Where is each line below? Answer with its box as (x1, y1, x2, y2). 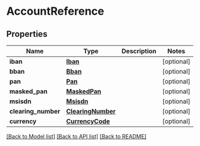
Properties (6, 29, 48, 39)
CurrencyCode (66, 117, 110, 125)
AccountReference (6, 4, 105, 18)
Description (121, 47, 157, 55)
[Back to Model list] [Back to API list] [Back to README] (6, 133, 147, 140)
